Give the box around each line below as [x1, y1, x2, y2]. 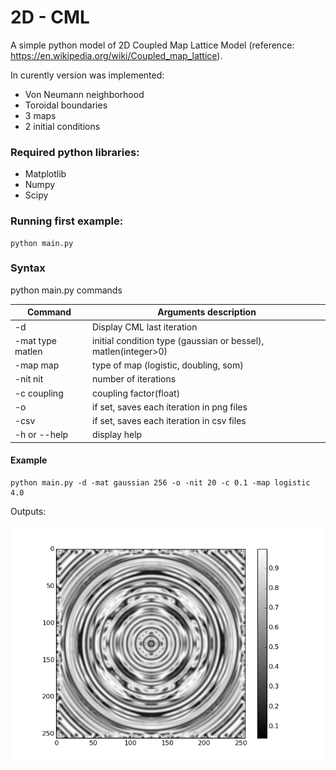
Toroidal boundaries [24, 99, 108, 111]
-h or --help [14, 429, 69, 441]
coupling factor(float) [92, 387, 181, 399]
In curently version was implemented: [10, 69, 165, 81]
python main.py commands [10, 284, 123, 296]
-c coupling [14, 387, 64, 399]
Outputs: [10, 506, 47, 518]
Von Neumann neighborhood [24, 88, 145, 100]
